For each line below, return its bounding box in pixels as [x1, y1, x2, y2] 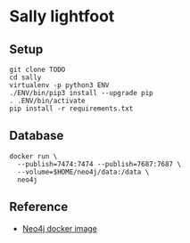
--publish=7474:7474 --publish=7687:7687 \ [17, 159, 181, 168]
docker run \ [9, 151, 58, 161]
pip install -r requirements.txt [9, 104, 134, 113]
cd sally [9, 73, 42, 82]
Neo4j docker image [21, 223, 98, 233]
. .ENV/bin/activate [9, 96, 87, 105]
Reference [9, 199, 69, 215]
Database [9, 128, 64, 143]
